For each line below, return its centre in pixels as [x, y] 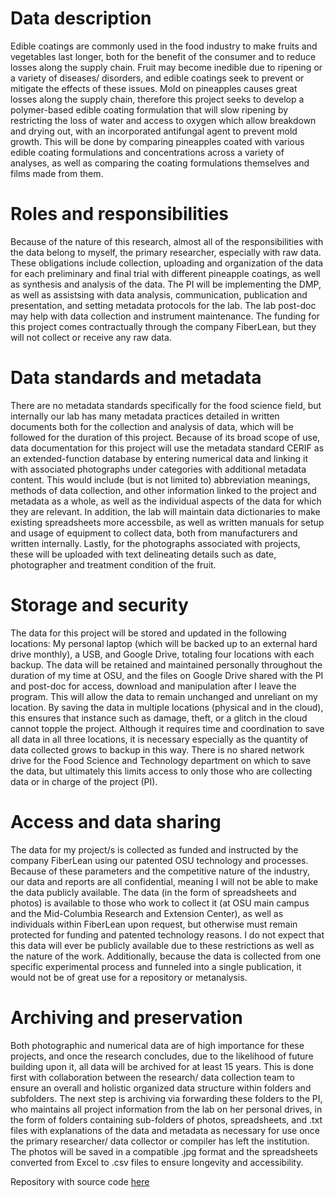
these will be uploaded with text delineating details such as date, [143, 554]
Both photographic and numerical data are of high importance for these [157, 1045]
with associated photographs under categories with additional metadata [158, 469]
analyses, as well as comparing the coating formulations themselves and [160, 163]
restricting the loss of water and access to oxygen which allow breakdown [163, 120]
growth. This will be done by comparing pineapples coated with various [157, 141]
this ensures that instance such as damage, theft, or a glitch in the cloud [159, 718]
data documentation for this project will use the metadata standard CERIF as [167, 448]
